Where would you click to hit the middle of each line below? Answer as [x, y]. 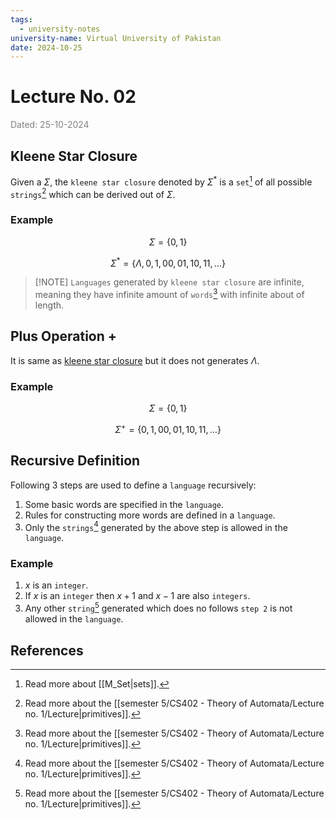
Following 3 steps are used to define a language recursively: [133, 485]
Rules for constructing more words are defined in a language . [150, 515]
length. [49, 305]
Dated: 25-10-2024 [50, 125]
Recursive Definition [75, 461]
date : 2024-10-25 [46, 47]
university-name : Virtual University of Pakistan [116, 38]
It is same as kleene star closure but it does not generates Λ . [135, 360]
